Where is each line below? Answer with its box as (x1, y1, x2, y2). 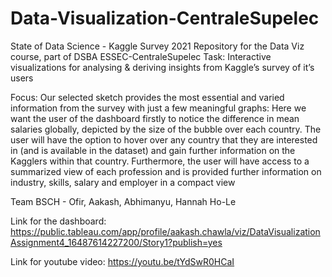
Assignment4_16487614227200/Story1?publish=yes (10, 236, 223, 248)
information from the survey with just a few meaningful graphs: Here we (10, 102, 307, 114)
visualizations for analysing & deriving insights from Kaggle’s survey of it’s (10, 61, 315, 73)
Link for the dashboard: (10, 215, 107, 227)
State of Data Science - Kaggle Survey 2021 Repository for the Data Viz (10, 40, 305, 52)
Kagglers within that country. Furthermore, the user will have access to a (10, 155, 310, 167)
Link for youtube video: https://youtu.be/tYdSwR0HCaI (10, 255, 235, 267)
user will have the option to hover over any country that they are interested (10, 133, 318, 146)
